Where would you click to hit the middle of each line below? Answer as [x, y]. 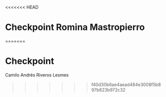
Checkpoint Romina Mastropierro [75, 27]
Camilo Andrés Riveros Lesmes [37, 75]
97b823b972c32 [108, 90]
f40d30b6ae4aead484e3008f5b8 [126, 85]
